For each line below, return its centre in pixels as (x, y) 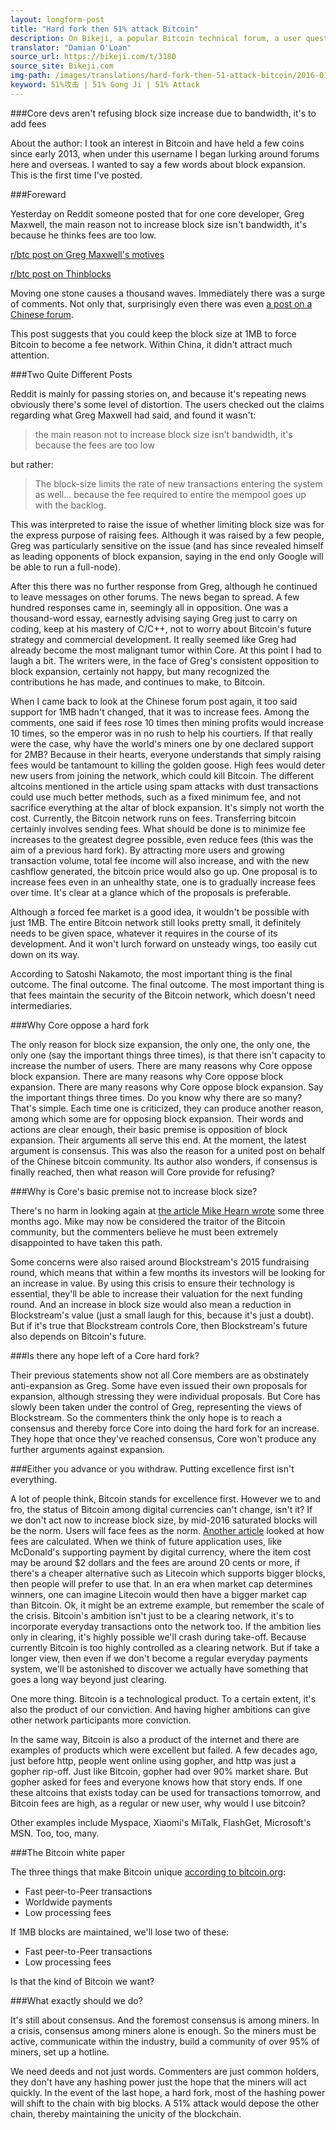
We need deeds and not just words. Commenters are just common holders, (165, 2071)
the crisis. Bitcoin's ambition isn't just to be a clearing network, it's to (152, 1615)
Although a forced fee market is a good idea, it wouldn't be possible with (160, 912)
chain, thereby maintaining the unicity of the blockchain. (126, 2113)
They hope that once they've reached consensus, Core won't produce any (163, 1438)
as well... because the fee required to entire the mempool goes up (170, 494)
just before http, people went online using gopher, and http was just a (153, 1760)
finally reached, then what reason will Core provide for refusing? (142, 1172)
